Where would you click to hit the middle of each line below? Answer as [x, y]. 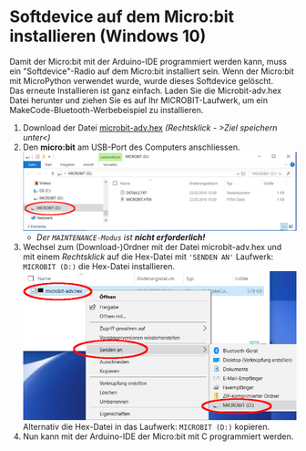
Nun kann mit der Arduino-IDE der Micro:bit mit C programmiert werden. [158, 436]
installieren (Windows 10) [108, 36]
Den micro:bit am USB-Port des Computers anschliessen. [131, 147]
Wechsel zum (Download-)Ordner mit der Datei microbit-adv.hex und [152, 246]
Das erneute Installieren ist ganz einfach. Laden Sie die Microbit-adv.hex [146, 90]
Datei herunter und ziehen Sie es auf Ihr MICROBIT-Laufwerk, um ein [139, 100]
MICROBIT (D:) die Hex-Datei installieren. [99, 266]
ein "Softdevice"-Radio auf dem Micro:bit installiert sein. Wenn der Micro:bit [152, 71]
